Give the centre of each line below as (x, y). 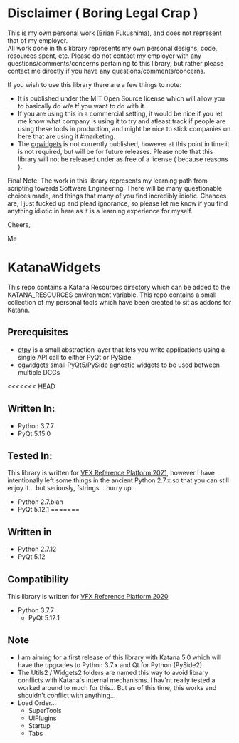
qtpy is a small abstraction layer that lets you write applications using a (121, 349)
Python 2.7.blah (40, 502)
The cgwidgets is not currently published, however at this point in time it (123, 143)
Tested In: (30, 456)
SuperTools (45, 710)
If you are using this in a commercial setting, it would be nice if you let (120, 113)
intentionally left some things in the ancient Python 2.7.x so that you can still (118, 480)
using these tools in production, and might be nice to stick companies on (124, 128)
